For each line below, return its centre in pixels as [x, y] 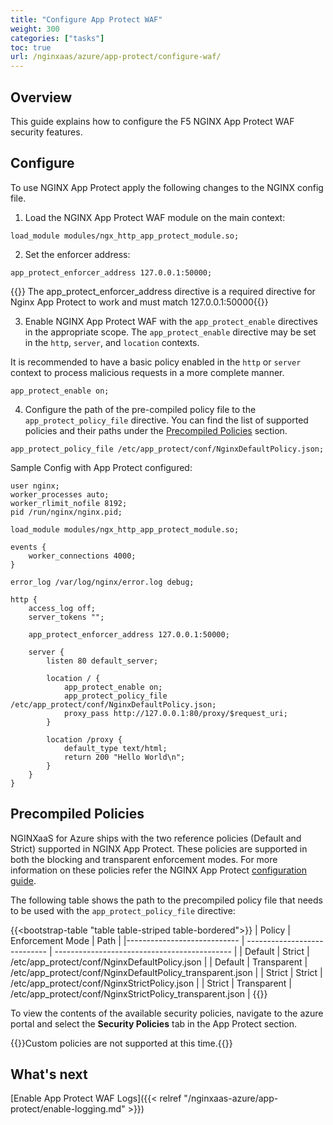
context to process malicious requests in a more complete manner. [147, 372]
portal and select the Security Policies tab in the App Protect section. [154, 1023]
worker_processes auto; [60, 494]
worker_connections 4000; [82, 556]
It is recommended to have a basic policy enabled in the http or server [156, 362]
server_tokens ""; [66, 617]
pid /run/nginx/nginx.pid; [66, 512]
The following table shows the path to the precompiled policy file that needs [166, 900]
